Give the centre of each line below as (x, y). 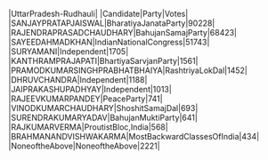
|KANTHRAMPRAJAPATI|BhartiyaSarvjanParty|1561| (103, 61)
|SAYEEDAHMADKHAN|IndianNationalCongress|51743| (109, 42)
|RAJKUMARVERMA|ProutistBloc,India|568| (88, 127)
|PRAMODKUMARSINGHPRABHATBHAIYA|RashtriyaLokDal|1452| (128, 70)
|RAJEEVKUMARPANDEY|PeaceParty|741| (85, 99)
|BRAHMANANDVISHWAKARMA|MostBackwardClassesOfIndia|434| (134, 136)
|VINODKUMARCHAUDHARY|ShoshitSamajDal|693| (103, 108)
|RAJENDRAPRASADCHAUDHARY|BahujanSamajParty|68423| (123, 32)
